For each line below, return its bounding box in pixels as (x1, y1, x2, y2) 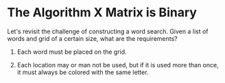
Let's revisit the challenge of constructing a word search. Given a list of (7, 27, 209, 35)
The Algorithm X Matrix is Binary (7, 5, 198, 20)
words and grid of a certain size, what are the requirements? (7, 34, 178, 42)
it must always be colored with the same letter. (16, 68, 149, 76)
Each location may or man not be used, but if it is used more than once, (16, 61, 219, 69)
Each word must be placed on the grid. (16, 48, 127, 56)
